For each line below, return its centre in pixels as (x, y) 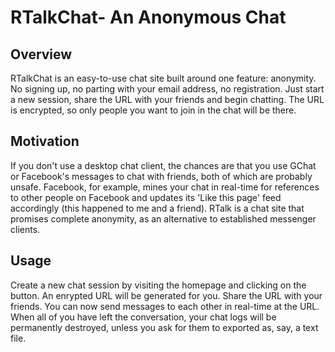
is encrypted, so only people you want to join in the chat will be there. (153, 110)
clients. (25, 229)
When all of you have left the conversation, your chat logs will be (143, 317)
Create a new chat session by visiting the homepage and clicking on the (158, 285)
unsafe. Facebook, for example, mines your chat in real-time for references (165, 187)
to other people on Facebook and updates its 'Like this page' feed (146, 197)
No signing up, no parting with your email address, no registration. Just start (167, 89)
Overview (41, 54)
